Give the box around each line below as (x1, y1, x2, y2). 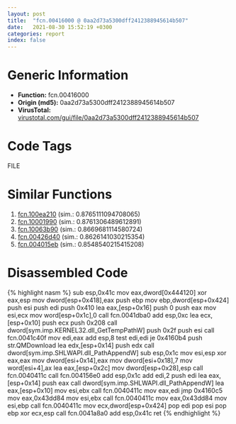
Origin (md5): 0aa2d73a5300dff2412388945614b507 (17, 99, 175, 107)
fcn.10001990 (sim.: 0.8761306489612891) (17, 217, 142, 225)
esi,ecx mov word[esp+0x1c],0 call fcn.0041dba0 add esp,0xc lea (7, 311, 199, 319)
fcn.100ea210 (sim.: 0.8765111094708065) (17, 210, 140, 218)
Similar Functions (7, 186, 112, 203)
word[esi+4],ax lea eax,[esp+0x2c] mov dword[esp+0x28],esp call (7, 363, 203, 372)
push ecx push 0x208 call (42, 318, 118, 327)
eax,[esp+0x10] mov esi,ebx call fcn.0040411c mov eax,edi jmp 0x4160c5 (7, 386, 223, 394)
